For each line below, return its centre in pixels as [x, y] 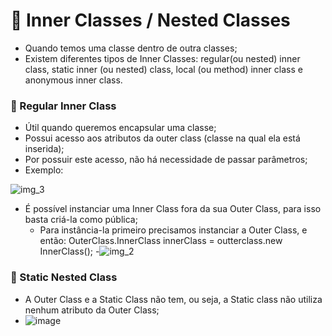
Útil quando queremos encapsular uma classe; [120, 128]
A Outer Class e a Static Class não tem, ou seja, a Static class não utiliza [173, 299]
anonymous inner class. [73, 80]
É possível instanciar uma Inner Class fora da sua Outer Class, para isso [173, 209]
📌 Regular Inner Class [63, 106]
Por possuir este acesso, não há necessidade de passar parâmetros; [166, 160]
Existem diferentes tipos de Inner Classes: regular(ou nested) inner [162, 58]
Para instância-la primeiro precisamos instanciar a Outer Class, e [173, 230]
